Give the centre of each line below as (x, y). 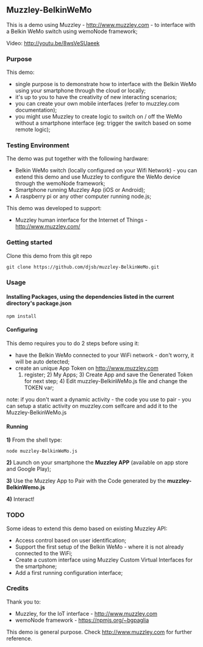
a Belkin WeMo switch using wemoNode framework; (72, 31)
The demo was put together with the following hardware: (78, 159)
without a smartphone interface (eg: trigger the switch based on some (103, 123)
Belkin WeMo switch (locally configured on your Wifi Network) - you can (106, 170)
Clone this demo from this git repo (49, 255)
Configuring (22, 330)
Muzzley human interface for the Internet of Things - (81, 220)
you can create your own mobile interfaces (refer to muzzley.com (97, 104)
